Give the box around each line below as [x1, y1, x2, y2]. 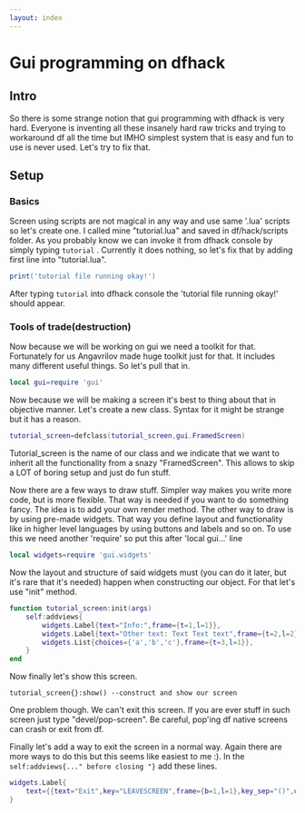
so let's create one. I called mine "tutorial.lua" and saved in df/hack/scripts [9, 225, 289, 236]
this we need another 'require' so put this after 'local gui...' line [9, 533, 243, 544]
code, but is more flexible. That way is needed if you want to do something [9, 494, 289, 505]
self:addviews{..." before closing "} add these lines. [9, 760, 218, 772]
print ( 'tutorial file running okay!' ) [9, 272, 156, 282]
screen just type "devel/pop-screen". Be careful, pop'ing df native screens [9, 714, 289, 725]
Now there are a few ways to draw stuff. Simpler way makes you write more [9, 485, 292, 496]
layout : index [9, 13, 64, 23]
